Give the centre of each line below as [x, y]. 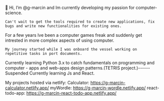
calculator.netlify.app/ [27, 88]
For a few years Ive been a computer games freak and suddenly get [74, 35]
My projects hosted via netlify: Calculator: [47, 83]
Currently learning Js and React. [62, 73]
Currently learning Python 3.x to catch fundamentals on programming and [80, 63]
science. [14, 13]
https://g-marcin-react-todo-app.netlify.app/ [71, 93]
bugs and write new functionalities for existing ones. [63, 26]
